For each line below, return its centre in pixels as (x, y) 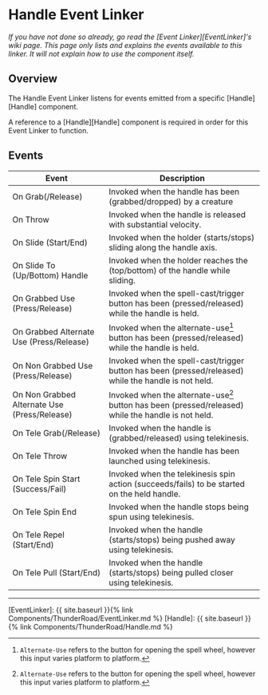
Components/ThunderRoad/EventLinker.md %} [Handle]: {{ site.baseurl (126, 618)
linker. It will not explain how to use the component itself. (101, 53)
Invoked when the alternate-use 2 (171, 394)
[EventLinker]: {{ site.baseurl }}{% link (71, 610)
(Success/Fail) (39, 489)
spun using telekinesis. (152, 517)
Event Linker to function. (49, 130)
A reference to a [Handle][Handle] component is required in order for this (128, 122)
